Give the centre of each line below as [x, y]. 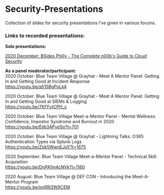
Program [30, 182]
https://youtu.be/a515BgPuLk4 [36, 87]
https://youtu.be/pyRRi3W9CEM [38, 187]
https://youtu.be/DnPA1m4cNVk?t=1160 [45, 167]
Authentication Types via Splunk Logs [44, 142]
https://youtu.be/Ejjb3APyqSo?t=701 [42, 127]
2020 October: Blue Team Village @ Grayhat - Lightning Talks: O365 [74, 137]
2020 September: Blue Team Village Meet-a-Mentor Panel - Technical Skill [81, 156]
